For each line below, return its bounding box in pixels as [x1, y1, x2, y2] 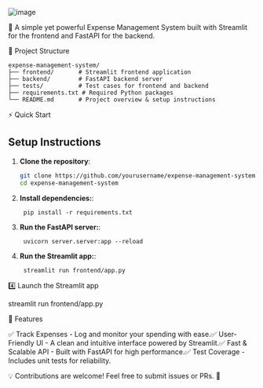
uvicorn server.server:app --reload [23, 237, 144, 245]
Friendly [8, 338, 35, 347]
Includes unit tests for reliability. [8, 356, 111, 365]
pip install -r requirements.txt [23, 208, 133, 216]
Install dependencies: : [19, 193, 94, 203]
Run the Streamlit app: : [19, 251, 97, 261]
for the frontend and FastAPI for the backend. [8, 31, 155, 40]
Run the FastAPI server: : [19, 222, 101, 232]
